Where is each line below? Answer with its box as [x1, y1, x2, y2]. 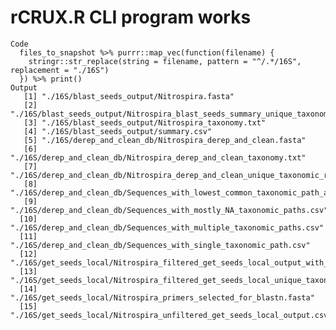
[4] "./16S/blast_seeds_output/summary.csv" [23, 126, 213, 136]
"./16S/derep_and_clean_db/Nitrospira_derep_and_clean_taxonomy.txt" [10, 152, 307, 163]
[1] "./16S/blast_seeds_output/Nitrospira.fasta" [23, 91, 235, 101]
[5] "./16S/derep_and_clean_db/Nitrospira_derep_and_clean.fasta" [23, 135, 307, 145]
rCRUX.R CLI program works [10, 6, 252, 29]
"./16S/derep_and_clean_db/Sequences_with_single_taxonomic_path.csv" [10, 240, 311, 250]
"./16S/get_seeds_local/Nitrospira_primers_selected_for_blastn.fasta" [10, 292, 315, 303]
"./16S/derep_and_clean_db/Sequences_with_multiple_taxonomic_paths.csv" [10, 222, 325, 233]
